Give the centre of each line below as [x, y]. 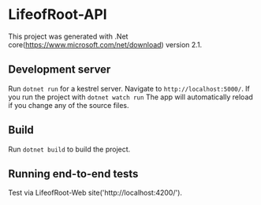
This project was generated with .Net [68, 36]
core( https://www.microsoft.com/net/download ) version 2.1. [105, 44]
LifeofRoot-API [58, 15]
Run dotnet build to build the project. [69, 149]
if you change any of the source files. [69, 105]
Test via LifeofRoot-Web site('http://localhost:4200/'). [95, 193]
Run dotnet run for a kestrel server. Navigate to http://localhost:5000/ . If [129, 88]
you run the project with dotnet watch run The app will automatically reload [131, 97]
